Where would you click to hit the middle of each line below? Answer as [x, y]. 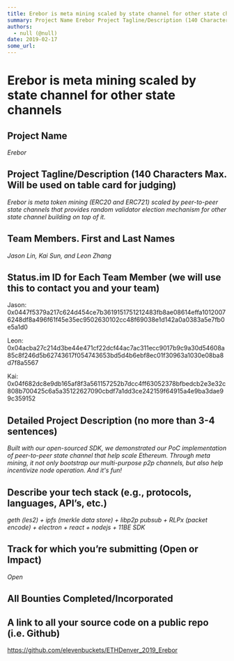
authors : [20, 26]
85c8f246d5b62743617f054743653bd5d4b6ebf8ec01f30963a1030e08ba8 [116, 355]
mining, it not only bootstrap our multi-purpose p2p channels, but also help [115, 463]
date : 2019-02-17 [32, 40]
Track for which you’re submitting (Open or [103, 549]
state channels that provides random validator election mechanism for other [117, 209]
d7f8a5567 [23, 363]
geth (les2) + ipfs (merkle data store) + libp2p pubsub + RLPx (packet [107, 520]
